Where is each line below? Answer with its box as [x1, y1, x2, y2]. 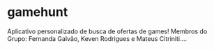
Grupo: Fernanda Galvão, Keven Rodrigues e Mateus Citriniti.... [7, 34, 188, 42]
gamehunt [7, 4, 68, 20]
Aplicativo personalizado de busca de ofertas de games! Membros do [7, 27, 208, 35]
